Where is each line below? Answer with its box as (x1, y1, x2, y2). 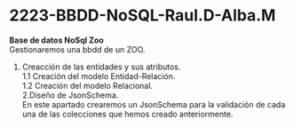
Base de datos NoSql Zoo (9, 35, 104, 45)
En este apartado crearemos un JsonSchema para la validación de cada (21, 99, 286, 109)
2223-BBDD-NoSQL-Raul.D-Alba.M (9, 5, 276, 26)
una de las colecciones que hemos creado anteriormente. (21, 108, 234, 119)
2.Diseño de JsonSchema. (21, 90, 119, 100)
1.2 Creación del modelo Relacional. (21, 80, 154, 91)
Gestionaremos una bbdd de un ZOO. (9, 44, 146, 54)
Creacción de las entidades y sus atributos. (21, 61, 181, 72)
